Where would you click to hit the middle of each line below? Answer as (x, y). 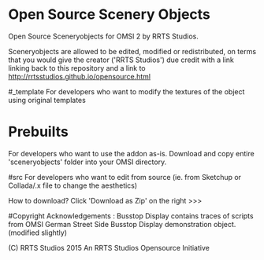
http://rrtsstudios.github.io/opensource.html (80, 76)
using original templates (47, 100)
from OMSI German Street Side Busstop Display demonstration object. (122, 224)
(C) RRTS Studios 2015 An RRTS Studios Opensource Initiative (109, 247)
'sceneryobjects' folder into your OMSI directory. (87, 162)
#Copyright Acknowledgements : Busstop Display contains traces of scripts (131, 216)
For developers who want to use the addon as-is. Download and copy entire (131, 153)
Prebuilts (38, 132)
